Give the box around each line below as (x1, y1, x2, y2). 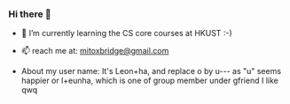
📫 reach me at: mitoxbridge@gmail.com (20, 46, 169, 56)
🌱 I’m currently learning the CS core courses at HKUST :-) (20, 28, 232, 39)
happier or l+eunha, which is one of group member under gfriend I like (20, 75, 278, 86)
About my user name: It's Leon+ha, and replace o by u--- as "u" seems (20, 66, 281, 77)
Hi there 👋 (8, 8, 52, 20)
